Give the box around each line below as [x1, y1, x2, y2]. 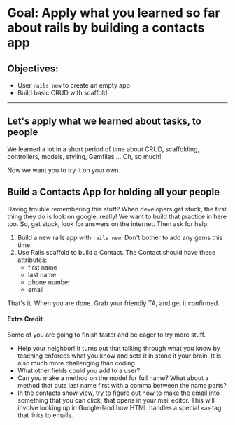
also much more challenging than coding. [17, 358, 137, 367]
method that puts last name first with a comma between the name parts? [17, 381, 227, 389]
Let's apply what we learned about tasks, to [7, 116, 201, 127]
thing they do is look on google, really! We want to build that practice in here [7, 212, 227, 221]
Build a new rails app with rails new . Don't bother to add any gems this [17, 233, 223, 242]
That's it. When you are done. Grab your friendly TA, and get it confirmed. [7, 299, 220, 307]
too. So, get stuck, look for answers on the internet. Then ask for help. [7, 219, 210, 228]
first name [27, 263, 57, 271]
